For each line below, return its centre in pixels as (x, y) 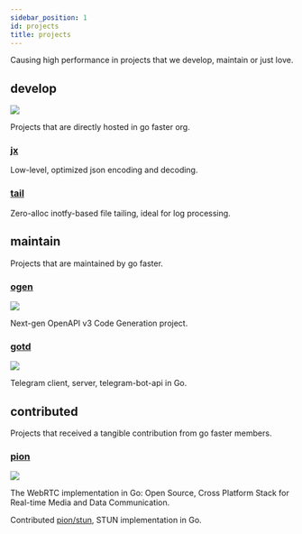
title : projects (41, 34)
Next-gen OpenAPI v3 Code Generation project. (99, 323)
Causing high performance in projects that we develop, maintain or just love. (152, 60)
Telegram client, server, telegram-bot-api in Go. (99, 383)
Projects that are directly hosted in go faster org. (100, 127)
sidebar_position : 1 (49, 18)
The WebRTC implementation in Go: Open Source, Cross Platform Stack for (150, 493)
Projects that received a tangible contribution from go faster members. (141, 433)
